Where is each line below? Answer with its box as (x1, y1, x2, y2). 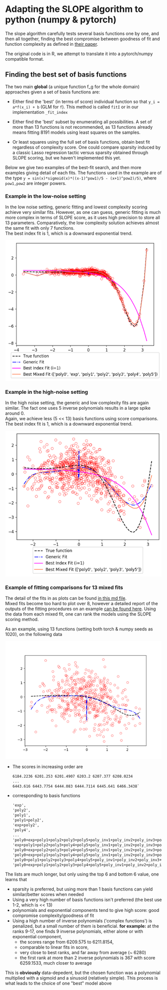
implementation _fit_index (12, 109, 68, 115)
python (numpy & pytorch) (5, 14, 117, 25)
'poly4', (12, 828, 31, 833)
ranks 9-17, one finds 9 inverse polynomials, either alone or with (12, 928, 143, 934)
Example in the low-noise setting (5, 192, 86, 199)
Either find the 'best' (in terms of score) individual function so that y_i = (12, 98, 160, 104)
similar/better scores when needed (12, 892, 84, 898)
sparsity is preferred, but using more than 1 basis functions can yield (12, 886, 153, 892)
